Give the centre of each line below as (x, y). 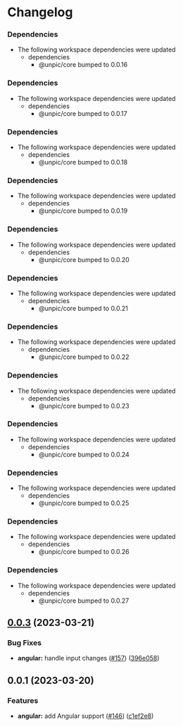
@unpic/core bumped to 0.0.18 (83, 162)
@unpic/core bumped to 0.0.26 (84, 552)
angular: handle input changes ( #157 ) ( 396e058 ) (88, 658)
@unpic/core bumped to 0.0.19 (83, 211)
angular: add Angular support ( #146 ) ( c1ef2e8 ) (86, 716)
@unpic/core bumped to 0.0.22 (84, 357)
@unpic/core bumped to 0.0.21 (83, 308)
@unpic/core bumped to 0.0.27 (84, 601)
